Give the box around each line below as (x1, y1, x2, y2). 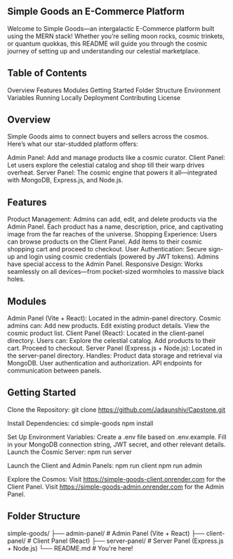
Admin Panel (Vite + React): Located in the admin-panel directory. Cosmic (7, 314, 221, 322)
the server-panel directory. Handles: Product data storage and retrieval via (7, 351, 222, 360)
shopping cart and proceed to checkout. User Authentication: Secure (7, 245, 207, 253)
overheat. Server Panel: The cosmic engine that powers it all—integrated (7, 168, 218, 177)
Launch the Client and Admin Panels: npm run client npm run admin (7, 461, 202, 470)
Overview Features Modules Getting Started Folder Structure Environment (7, 86, 221, 94)
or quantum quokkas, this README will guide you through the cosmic (7, 39, 208, 48)
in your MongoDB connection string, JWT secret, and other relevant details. (7, 440, 226, 448)
